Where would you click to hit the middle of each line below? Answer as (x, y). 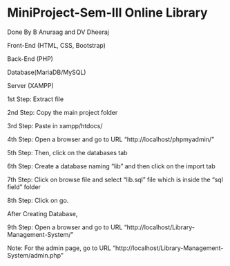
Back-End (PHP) (30, 59)
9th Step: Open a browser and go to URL (65, 227)
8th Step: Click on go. (38, 200)
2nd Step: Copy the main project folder (63, 112)
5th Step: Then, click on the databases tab (67, 152)
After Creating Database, (42, 213)
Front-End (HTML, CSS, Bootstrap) (56, 45)
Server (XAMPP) (30, 85)
